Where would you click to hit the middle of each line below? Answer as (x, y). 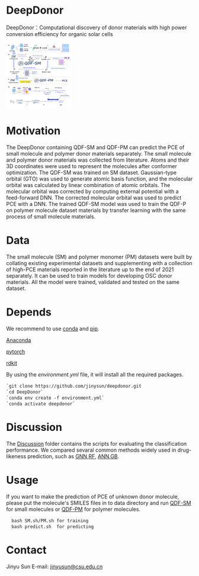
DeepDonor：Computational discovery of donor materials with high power (97, 27)
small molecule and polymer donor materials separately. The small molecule (99, 153)
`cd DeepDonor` (25, 392)
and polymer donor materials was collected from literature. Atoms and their (98, 160)
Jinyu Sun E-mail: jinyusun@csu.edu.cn (54, 567)
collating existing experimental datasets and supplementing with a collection (99, 263)
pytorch (16, 351)
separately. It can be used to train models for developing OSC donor (89, 275)
